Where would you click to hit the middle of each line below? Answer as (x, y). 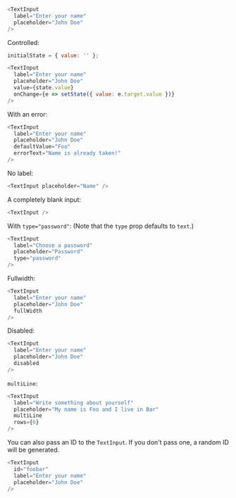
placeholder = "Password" (48, 252)
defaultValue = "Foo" (42, 147)
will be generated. (33, 450)
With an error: (27, 114)
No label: (20, 173)
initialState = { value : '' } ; (53, 56)
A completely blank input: (44, 199)
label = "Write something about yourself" (74, 403)
